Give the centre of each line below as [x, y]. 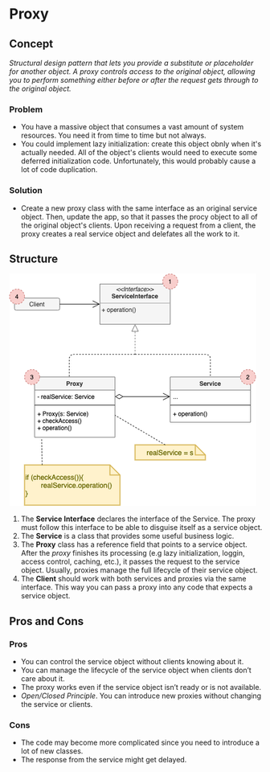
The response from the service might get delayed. [104, 760]
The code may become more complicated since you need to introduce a [140, 743]
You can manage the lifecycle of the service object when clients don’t [136, 670]
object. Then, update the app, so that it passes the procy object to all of [139, 216]
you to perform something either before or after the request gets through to [134, 80]
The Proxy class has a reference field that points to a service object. [134, 544]
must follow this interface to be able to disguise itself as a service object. [141, 528]
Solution [26, 191]
